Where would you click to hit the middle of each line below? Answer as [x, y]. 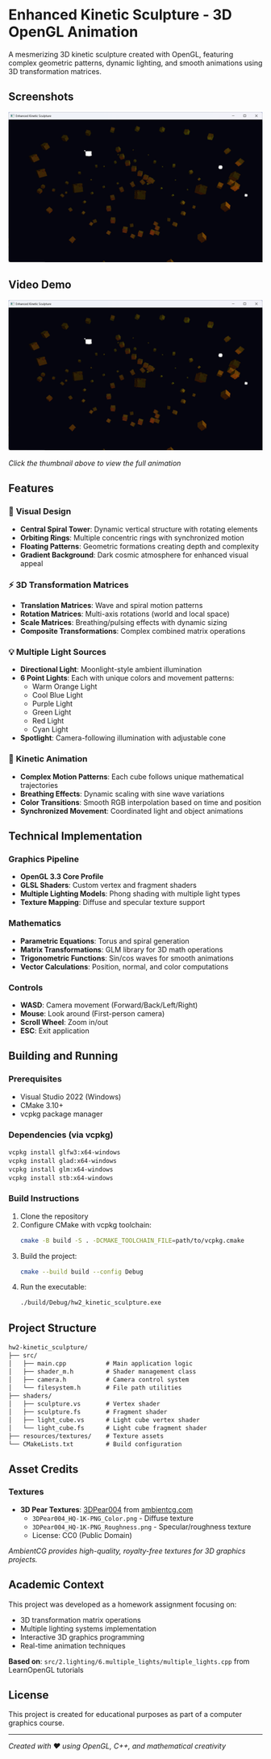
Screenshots [41, 97]
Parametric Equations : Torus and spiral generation [104, 940]
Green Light [52, 712]
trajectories [39, 785]
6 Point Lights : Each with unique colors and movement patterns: [127, 678]
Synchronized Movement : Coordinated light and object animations [131, 811]
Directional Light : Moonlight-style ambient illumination [111, 669]
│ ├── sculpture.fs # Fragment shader [88, 1412]
